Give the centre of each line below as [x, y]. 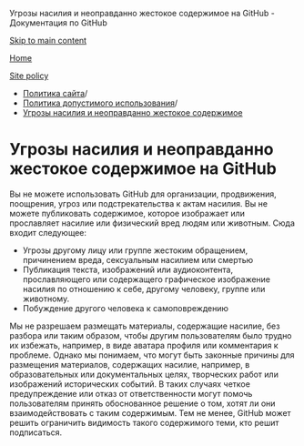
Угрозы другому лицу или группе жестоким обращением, [135, 250]
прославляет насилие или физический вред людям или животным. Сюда [152, 223]
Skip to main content [48, 41]
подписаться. [36, 432]
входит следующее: [48, 232]
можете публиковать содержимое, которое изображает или [127, 213]
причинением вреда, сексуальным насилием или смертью [138, 259]
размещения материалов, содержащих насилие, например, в [130, 364]
